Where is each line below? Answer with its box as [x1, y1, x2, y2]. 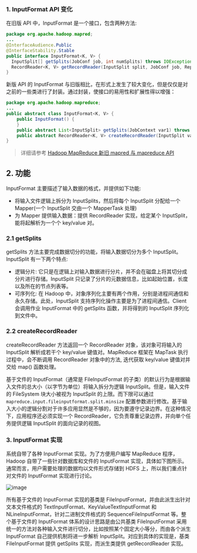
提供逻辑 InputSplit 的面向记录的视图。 [11, 419, 104, 426]
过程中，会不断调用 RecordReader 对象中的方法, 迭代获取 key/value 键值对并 [6, 356, 191, 363]
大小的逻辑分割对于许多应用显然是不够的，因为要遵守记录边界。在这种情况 [11, 405, 191, 412]
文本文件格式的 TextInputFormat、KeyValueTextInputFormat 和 [6, 503, 157, 510]
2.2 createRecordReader [6, 327, 78, 335]
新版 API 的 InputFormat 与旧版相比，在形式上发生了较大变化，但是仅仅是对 [6, 81, 188, 88]
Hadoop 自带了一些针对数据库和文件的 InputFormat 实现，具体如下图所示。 [6, 457, 188, 464]
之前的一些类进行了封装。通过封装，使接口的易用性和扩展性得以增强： [6, 88, 176, 95]
